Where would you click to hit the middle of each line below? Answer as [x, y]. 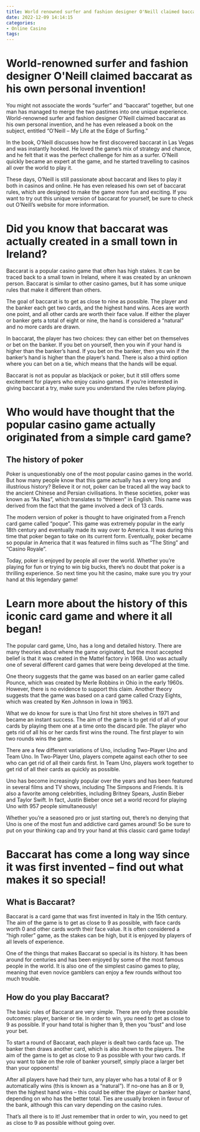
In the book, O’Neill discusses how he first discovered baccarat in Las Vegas [100, 142]
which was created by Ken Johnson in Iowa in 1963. [70, 701]
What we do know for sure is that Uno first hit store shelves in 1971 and [93, 713]
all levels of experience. [35, 941]
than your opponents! [32, 1067]
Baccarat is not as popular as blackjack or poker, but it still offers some [93, 375]
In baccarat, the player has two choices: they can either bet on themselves [98, 338]
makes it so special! [56, 880]
